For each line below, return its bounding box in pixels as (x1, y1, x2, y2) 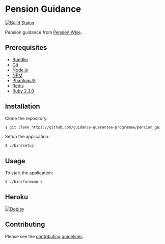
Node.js (12, 67, 28, 73)
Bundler (12, 57, 28, 62)
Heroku (5, 193, 28, 201)
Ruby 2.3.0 (12, 88, 34, 94)
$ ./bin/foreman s (5, 180, 43, 184)
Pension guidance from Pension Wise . (5, 29, 82, 35)
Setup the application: (5, 134, 50, 140)
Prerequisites (5, 43, 47, 52)
